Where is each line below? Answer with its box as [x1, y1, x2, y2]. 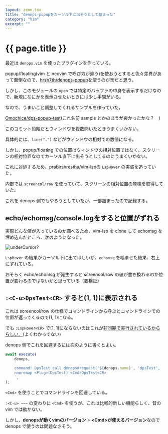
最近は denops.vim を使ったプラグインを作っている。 [5, 60, 114, 66]
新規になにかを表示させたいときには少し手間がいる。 [14, 94, 124, 100]
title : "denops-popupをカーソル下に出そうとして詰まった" [5, 12, 116, 17]
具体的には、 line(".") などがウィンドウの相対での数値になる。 [5, 136, 137, 143]
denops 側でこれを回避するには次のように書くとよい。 [5, 341, 119, 348]
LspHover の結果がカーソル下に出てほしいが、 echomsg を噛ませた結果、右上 [5, 255, 160, 260]
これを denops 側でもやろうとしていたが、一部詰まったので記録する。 [5, 198, 150, 204]
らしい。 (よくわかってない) [5, 331, 61, 337]
